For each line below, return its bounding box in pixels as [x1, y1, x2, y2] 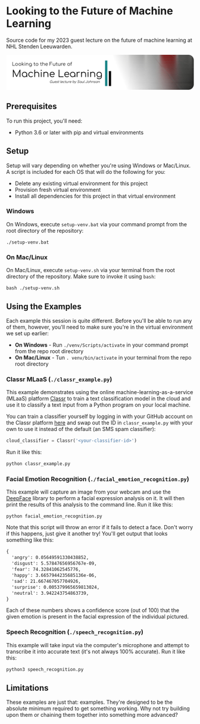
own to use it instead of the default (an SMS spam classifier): [6, 426, 156, 433]
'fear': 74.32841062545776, [11, 567, 82, 573]
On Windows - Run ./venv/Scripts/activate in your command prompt [14, 341, 189, 348]
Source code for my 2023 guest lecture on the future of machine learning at [6, 36, 192, 43]
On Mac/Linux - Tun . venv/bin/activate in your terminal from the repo [14, 354, 192, 361]
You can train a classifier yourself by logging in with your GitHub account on [6, 413, 193, 420]
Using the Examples [6, 301, 82, 311]
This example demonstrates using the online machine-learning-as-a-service [6, 389, 193, 396]
